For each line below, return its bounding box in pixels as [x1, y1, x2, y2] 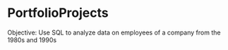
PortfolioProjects [7, 5, 109, 21]
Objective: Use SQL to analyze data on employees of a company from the [7, 28, 221, 37]
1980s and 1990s [7, 35, 57, 44]
